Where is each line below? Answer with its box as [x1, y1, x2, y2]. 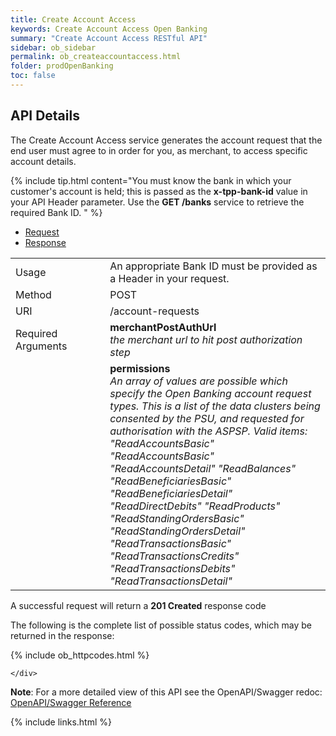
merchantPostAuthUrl [109, 320, 217, 334]
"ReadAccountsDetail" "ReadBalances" [109, 461, 297, 475]
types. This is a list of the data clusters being [109, 399, 321, 413]
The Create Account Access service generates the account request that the [10, 134, 323, 146]
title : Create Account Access [10, 14, 137, 25]
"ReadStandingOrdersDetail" [109, 524, 246, 538]
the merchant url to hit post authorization [109, 332, 303, 346]
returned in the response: [10, 629, 115, 641]
